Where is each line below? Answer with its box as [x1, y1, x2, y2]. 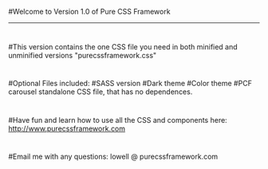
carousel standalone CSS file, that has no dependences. [8, 87, 193, 96]
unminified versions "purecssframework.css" [8, 51, 157, 61]
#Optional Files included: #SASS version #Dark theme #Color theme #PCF [8, 79, 253, 88]
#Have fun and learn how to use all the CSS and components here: [8, 115, 227, 124]
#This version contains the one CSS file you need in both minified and [8, 42, 238, 52]
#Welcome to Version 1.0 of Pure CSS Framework [8, 7, 171, 16]
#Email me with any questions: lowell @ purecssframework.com [8, 151, 219, 161]
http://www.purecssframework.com [8, 124, 126, 133]
